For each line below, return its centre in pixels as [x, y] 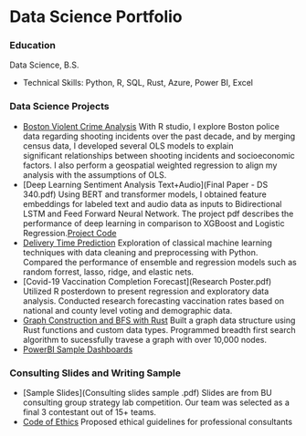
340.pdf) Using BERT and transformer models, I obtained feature [144, 194]
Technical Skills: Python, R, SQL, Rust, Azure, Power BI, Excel [138, 83]
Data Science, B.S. [44, 65]
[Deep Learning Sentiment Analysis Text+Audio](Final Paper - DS [145, 184]
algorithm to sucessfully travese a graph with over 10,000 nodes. [145, 339]
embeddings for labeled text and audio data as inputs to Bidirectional [152, 203]
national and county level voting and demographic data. [127, 310]
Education [33, 46]
